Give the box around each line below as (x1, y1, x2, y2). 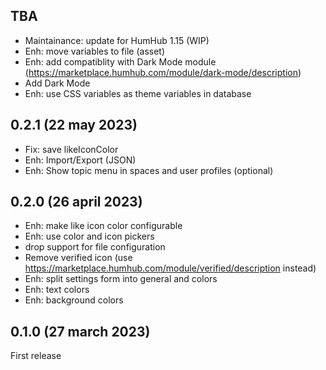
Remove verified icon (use (24, 252, 133, 264)
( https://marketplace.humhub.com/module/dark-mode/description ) (24, 66, 302, 78)
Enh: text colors (24, 284, 90, 296)
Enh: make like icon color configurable (24, 220, 183, 232)
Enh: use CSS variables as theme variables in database (24, 87, 252, 99)
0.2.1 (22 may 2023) (10, 117, 138, 134)
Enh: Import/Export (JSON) (24, 154, 137, 166)
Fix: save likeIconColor (24, 143, 119, 155)
